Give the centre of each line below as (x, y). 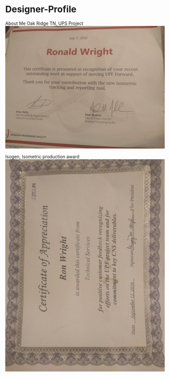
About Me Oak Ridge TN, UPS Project (44, 23)
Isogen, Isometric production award (42, 156)
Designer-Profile (41, 9)
